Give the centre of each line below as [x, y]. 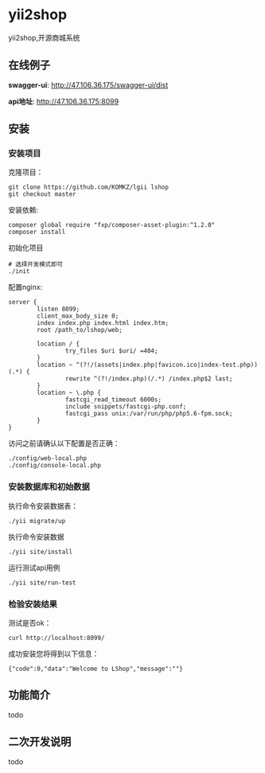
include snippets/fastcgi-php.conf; [126, 407]
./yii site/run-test [43, 583]
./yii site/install [41, 552]
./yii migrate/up [37, 521]
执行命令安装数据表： [43, 506]
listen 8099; [58, 309]
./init [19, 271]
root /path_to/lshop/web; [80, 330]
